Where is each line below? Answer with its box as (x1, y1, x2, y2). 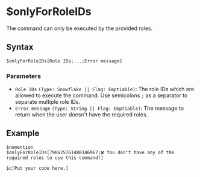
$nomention (6, 144, 34, 150)
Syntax (6, 42, 34, 52)
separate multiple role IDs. (14, 98, 80, 106)
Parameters (6, 71, 41, 80)
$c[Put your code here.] (6, 165, 69, 171)
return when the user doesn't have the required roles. (14, 111, 148, 118)
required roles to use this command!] (6, 155, 104, 161)
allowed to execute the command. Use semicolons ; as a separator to (14, 92, 188, 99)
